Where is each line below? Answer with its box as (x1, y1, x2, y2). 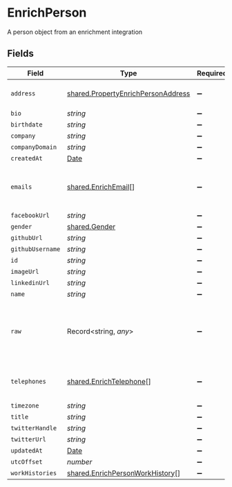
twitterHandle (10, 424, 57, 432)
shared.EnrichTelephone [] (66, 376, 152, 386)
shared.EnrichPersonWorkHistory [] (66, 468, 181, 478)
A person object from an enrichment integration (7, 28, 143, 36)
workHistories (10, 469, 57, 477)
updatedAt (10, 446, 43, 454)
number (66, 457, 93, 466)
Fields (7, 48, 35, 59)
